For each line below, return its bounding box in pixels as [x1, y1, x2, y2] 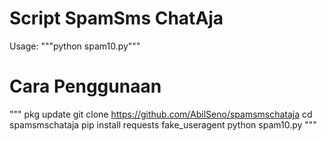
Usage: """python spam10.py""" [9, 40, 141, 52]
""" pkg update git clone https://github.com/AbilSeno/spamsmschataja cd [9, 108, 313, 120]
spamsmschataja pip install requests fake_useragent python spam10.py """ [9, 118, 317, 131]
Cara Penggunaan [9, 75, 162, 98]
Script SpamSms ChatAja [9, 7, 224, 30]
